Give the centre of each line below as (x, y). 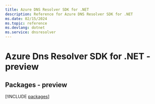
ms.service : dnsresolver (31, 32)
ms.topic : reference (26, 23)
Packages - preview (36, 85)
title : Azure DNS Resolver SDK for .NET (47, 10)
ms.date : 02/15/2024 (26, 19)
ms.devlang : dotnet (25, 28)
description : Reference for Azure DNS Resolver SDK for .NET (69, 14)
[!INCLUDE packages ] (27, 96)
